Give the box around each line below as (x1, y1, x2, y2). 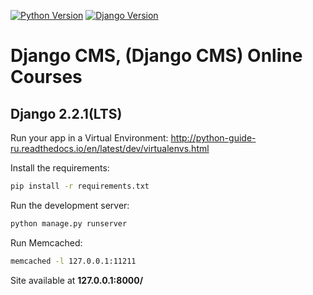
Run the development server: (10, 199, 130, 211)
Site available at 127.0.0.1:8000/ (10, 274, 144, 286)
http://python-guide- (170, 132, 257, 144)
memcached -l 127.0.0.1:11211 (10, 256, 137, 266)
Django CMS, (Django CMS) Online (10, 45, 303, 67)
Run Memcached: (10, 236, 83, 249)
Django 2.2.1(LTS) (10, 105, 123, 122)
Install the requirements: (10, 162, 110, 174)
